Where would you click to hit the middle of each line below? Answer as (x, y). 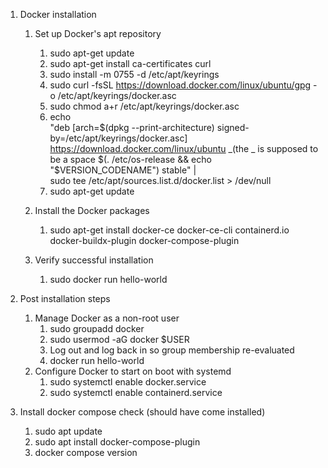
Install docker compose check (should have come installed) (142, 412)
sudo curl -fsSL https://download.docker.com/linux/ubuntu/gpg (180, 85)
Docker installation (58, 14)
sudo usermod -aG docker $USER (119, 339)
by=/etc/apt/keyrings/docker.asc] (118, 138)
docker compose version (86, 452)
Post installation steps (65, 298)
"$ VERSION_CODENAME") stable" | (123, 170)
